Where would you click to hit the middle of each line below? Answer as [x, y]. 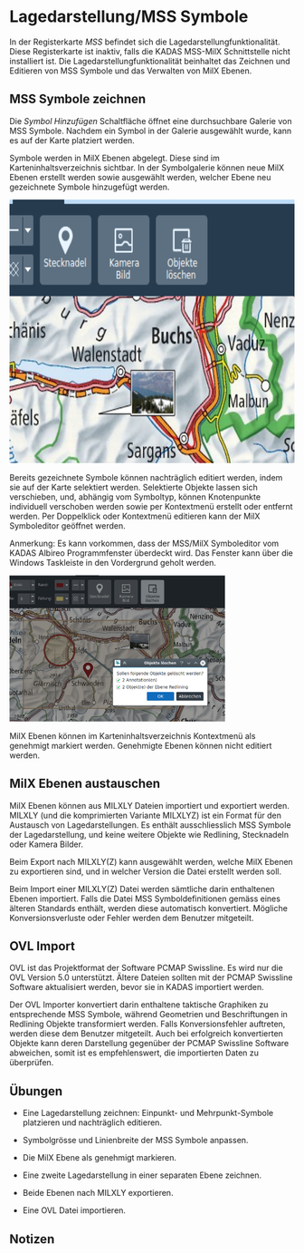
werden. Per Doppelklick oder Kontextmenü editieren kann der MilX [135, 516]
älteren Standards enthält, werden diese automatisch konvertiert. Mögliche [148, 908]
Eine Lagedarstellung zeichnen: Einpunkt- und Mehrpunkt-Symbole [148, 1113]
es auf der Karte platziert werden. [72, 140]
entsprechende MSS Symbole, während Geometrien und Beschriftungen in [148, 1015]
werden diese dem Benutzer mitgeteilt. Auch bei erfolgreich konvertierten [146, 1034]
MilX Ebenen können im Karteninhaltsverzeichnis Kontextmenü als [133, 735]
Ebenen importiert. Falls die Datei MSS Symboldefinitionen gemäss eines [145, 898]
